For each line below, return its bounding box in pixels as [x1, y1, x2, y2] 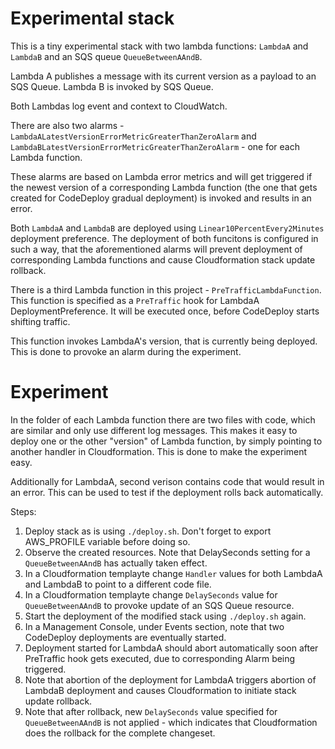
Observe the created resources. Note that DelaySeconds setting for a [24, 546, 311, 558]
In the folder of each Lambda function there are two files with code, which [10, 413, 316, 426]
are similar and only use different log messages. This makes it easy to [10, 424, 298, 436]
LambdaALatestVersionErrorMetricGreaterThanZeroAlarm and [10, 130, 257, 142]
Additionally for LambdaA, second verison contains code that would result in [10, 475, 325, 487]
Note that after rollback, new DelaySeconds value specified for [24, 705, 278, 717]
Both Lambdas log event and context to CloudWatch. [10, 100, 228, 112]
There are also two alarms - [10, 119, 125, 131]
